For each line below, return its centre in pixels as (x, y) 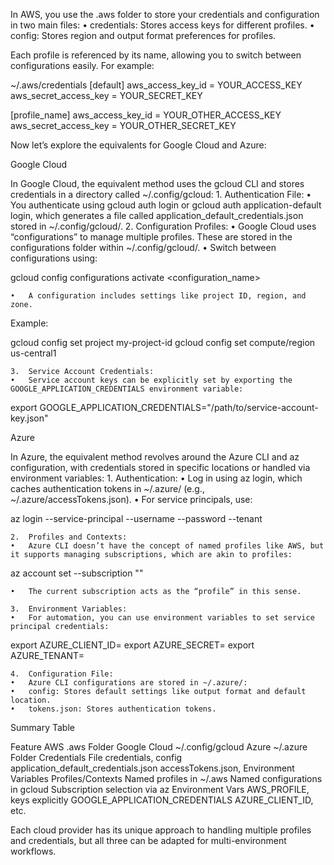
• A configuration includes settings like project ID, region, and (158, 296)
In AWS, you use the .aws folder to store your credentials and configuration (165, 14)
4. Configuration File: (62, 674)
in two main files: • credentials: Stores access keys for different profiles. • (162, 25)
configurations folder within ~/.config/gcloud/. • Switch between (143, 247)
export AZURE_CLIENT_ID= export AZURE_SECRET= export (132, 645)
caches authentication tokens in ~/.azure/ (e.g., (107, 488)
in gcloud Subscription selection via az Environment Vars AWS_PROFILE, (160, 789)
